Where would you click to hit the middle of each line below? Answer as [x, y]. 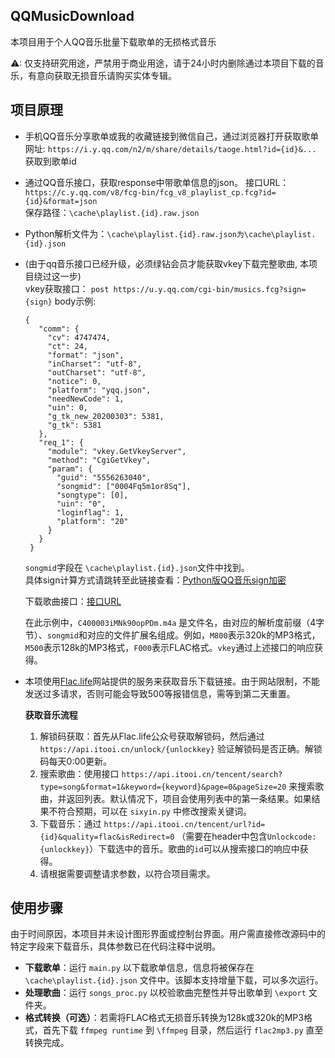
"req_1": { [61, 442]
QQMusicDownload [72, 16]
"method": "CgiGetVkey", [99, 460]
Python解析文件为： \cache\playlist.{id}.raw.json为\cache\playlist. [170, 233]
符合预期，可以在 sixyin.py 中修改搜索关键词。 [154, 811]
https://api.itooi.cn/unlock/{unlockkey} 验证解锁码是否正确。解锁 [181, 748]
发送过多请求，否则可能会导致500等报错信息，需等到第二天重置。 [160, 693]
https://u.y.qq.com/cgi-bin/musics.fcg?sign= [210, 289]
